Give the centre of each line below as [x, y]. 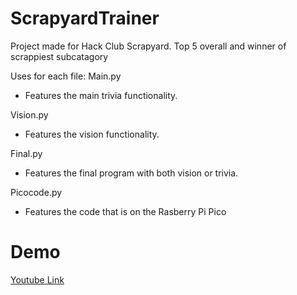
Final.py [26, 153]
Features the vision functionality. [92, 134]
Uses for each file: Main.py [66, 76]
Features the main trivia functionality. [101, 95]
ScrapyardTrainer [85, 18]
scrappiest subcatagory [59, 56]
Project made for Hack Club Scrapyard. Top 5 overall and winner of [148, 46]
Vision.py [29, 114]
